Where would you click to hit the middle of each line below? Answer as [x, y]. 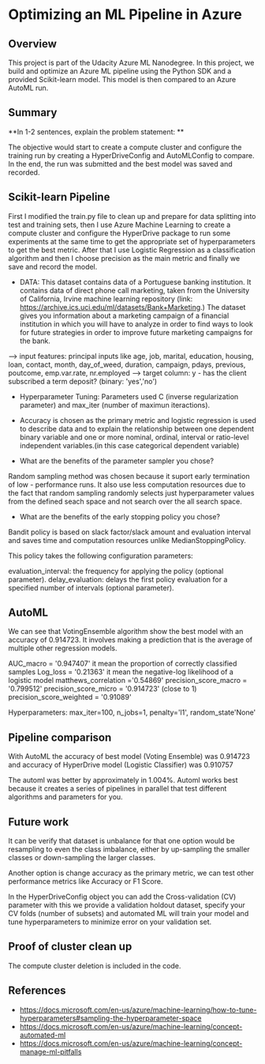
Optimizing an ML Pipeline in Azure [125, 15]
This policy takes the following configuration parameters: [101, 556]
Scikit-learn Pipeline [59, 197]
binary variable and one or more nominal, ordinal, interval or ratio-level [134, 437]
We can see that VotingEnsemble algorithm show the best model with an [126, 632]
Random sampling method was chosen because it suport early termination [129, 476]
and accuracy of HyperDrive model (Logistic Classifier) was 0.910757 [121, 765]
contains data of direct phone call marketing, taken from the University [134, 290]
